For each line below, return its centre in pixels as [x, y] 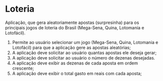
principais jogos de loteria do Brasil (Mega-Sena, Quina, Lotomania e [75, 27]
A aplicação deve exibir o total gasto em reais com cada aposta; [77, 73]
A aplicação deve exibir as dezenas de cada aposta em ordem [75, 63]
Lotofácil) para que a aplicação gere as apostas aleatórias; [71, 47]
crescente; [23, 68]
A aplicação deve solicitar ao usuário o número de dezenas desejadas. [84, 58]
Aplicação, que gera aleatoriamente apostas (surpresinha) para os [72, 22]
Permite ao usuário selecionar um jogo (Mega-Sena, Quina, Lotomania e [85, 42]
